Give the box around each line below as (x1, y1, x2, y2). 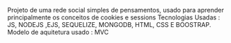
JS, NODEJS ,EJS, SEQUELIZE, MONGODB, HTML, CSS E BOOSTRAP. (7, 21, 212, 28)
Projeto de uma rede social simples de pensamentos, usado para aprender (7, 6, 225, 14)
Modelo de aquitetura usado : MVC (7, 28, 109, 36)
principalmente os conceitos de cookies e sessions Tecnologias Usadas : (7, 13, 220, 21)
